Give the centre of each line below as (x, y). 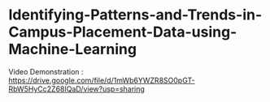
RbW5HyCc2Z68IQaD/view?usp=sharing (76, 89)
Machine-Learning (72, 49)
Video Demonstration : (46, 71)
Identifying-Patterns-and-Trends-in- (135, 15)
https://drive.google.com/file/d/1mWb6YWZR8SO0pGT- (102, 80)
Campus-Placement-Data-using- (123, 32)
